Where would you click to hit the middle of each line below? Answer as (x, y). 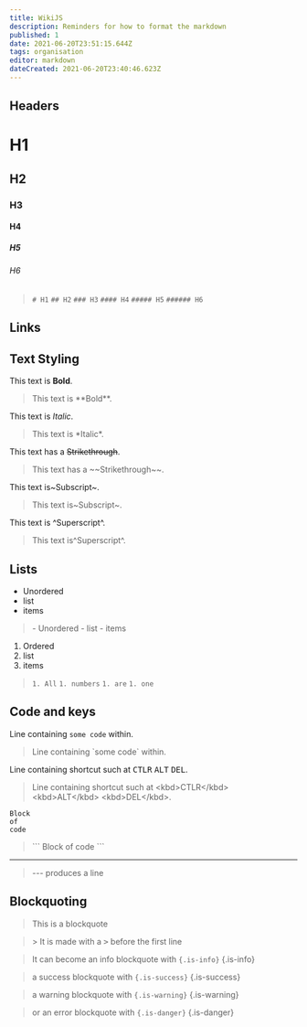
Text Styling (44, 359)
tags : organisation (47, 52)
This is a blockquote (69, 924)
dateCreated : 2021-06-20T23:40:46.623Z (85, 70)
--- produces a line (68, 872)
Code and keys (53, 712)
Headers (34, 106)
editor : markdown (42, 60)
